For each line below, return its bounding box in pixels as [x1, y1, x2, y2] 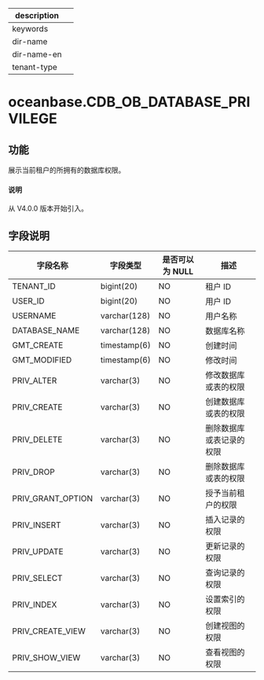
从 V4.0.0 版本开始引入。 [8, 204, 89, 213]
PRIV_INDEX [12, 599, 57, 610]
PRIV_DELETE [12, 434, 63, 445]
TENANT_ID [12, 281, 57, 292]
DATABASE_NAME [12, 325, 80, 336]
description [15, 10, 59, 20]
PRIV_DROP [12, 467, 55, 478]
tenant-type [12, 62, 57, 72]
